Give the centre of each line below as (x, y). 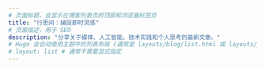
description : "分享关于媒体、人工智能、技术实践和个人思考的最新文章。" (114, 37)
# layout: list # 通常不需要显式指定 (65, 52)
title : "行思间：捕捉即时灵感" (54, 23)
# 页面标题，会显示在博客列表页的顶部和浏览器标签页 (82, 15)
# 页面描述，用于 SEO (40, 30)
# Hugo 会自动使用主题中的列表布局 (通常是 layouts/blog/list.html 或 (117, 45)
